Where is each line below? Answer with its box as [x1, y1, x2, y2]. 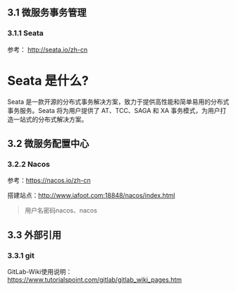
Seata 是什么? [7, 73, 89, 88]
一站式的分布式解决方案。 [13, 115, 88, 124]
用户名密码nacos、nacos [24, 206, 97, 215]
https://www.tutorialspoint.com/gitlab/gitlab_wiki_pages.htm [7, 275, 182, 284]
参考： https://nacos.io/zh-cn [7, 176, 92, 185]
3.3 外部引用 [7, 229, 62, 241]
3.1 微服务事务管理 [7, 6, 87, 19]
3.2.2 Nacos [7, 159, 51, 169]
